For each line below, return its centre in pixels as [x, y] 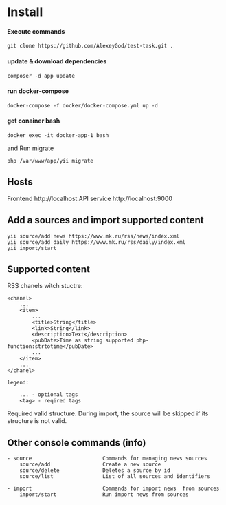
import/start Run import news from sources [104, 495]
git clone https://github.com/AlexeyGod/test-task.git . [90, 46]
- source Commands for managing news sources [107, 459]
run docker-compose [38, 91]
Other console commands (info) [77, 443]
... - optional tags [49, 395]
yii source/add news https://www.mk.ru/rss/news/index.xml [93, 236]
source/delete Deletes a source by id [95, 471]
